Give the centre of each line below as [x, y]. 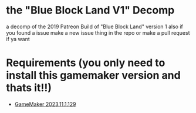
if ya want [18, 39]
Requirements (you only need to [86, 63]
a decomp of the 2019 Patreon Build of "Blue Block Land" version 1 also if [94, 26]
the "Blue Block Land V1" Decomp [90, 10]
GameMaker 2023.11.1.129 [45, 104]
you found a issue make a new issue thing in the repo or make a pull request [98, 32]
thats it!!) [29, 88]
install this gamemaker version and [93, 76]
